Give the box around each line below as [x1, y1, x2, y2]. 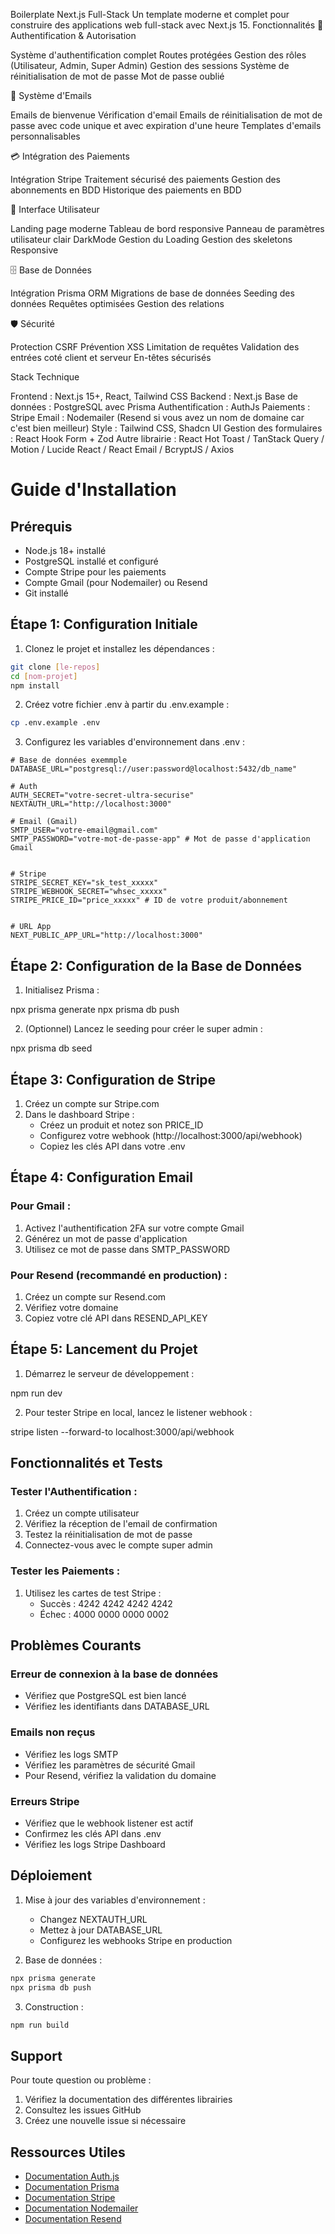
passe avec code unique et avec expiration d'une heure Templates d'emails [10, 120, 322, 131]
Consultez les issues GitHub [24, 2104, 142, 2116]
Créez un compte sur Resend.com [24, 1290, 167, 1303]
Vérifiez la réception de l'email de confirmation [24, 1518, 218, 1530]
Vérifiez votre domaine [24, 1301, 119, 1313]
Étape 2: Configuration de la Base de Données [10, 957, 303, 974]
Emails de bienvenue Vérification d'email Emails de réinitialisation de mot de [10, 109, 323, 121]
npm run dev [10, 1387, 63, 1399]
